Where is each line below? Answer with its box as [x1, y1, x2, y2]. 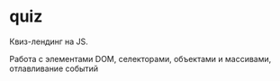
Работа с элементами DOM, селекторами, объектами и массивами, [9, 53, 272, 64]
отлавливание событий [9, 63, 99, 74]
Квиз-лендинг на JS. [9, 36, 88, 47]
